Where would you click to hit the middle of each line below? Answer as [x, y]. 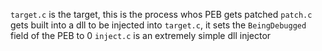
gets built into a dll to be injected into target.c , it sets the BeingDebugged [158, 25]
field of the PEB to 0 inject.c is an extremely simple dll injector [141, 35]
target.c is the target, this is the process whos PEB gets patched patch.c [161, 14]
